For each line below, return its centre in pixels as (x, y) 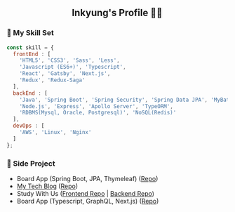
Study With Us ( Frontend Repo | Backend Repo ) (86, 193)
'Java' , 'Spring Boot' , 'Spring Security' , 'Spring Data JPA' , (114, 100)
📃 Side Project (31, 164)
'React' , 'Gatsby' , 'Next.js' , (65, 74)
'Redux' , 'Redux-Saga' (52, 80)
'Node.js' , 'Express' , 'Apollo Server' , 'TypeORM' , (96, 106)
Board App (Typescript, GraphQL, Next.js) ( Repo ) (88, 201)
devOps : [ (29, 126)
